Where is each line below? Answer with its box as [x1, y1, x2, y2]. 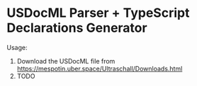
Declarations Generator [6, 20, 147, 36]
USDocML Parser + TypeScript [6, 5, 190, 21]
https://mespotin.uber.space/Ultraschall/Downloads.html [16, 64, 183, 73]
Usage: [6, 43, 28, 51]
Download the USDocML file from [16, 56, 116, 65]
